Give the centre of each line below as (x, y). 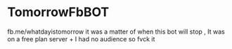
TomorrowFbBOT (58, 12)
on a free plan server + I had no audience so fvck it (81, 38)
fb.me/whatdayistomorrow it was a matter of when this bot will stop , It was (116, 31)
